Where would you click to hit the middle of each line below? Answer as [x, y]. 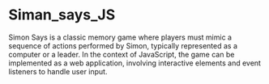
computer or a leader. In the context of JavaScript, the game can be [122, 54]
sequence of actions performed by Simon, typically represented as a [123, 45]
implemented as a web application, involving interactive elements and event [135, 63]
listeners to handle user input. [58, 71]
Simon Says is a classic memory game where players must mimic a [120, 37]
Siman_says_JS [62, 15]
